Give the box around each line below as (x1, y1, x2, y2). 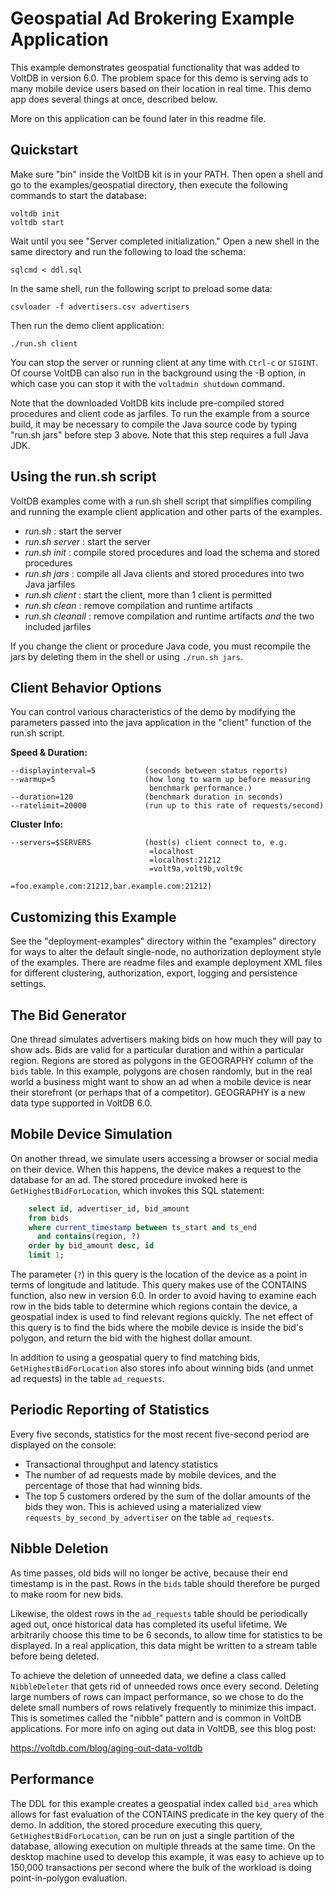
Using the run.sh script (10, 468, 157, 486)
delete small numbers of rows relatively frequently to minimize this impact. (10, 1701, 317, 1713)
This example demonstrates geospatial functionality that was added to (10, 61, 300, 73)
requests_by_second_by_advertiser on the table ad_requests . (24, 1511, 275, 1523)
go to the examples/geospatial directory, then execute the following (10, 178, 288, 191)
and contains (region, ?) (36, 1232, 141, 1242)
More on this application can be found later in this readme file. (10, 112, 267, 124)
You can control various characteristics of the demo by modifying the (10, 706, 296, 718)
